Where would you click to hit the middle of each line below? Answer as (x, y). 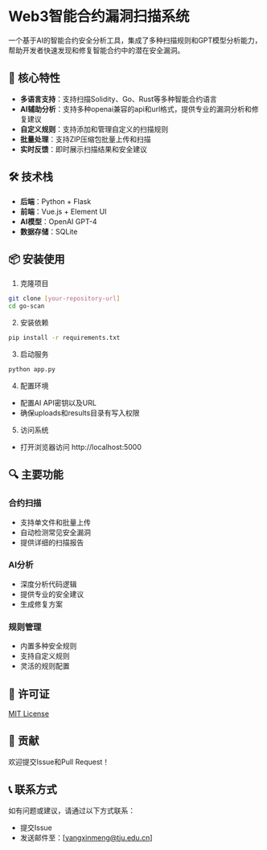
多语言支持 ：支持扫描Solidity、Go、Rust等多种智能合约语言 (118, 99)
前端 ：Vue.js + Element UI (63, 211)
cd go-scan (27, 306)
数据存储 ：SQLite (49, 231)
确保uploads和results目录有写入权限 (80, 413)
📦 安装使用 (37, 259)
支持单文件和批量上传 (55, 522)
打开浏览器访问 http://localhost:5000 (81, 447)
